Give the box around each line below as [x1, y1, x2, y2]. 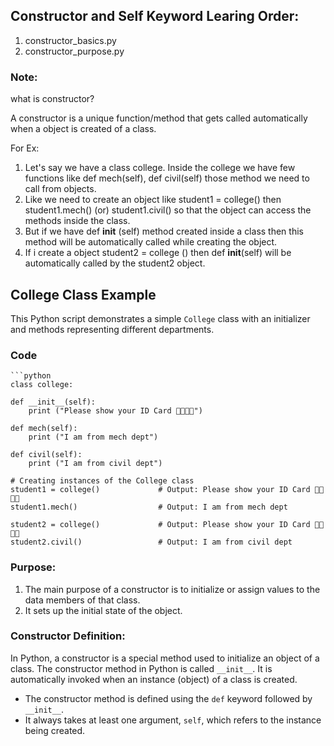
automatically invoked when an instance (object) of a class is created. [10, 673, 298, 685]
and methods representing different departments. [10, 323, 215, 335]
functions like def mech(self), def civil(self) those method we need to [24, 172, 310, 184]
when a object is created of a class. [10, 123, 157, 135]
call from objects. [24, 183, 97, 195]
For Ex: [10, 142, 40, 154]
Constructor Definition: [10, 629, 126, 643]
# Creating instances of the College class [10, 476, 195, 486]
